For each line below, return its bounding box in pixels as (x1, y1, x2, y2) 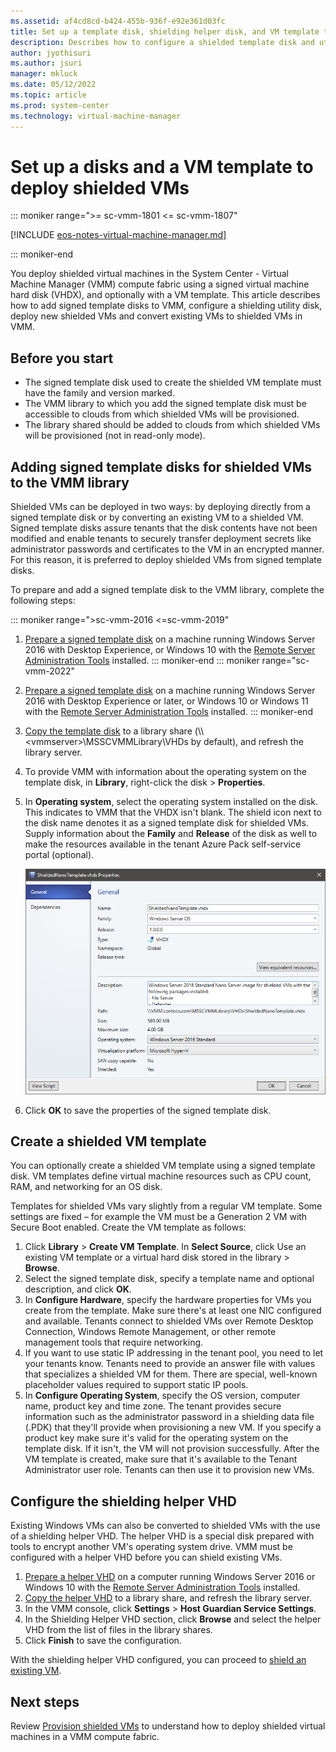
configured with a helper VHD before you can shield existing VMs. (10, 1551, 283, 1564)
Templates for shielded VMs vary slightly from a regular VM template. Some (10, 1200, 323, 1212)
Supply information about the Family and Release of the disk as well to (24, 828, 318, 840)
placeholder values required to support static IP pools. (24, 1379, 249, 1391)
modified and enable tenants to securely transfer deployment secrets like (10, 533, 312, 545)
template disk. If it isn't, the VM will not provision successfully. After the (24, 1443, 320, 1455)
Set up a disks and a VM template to (10, 155, 314, 178)
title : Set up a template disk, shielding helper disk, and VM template (10, 26, 320, 37)
